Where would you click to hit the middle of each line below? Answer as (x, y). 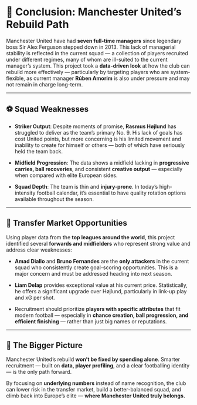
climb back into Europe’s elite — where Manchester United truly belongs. (96, 396)
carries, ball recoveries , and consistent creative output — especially (98, 169)
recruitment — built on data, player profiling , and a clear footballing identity (98, 366)
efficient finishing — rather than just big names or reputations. (91, 321)
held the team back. (39, 151)
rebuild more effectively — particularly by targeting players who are (88, 72)
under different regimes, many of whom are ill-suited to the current (87, 59)
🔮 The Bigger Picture (45, 345)
